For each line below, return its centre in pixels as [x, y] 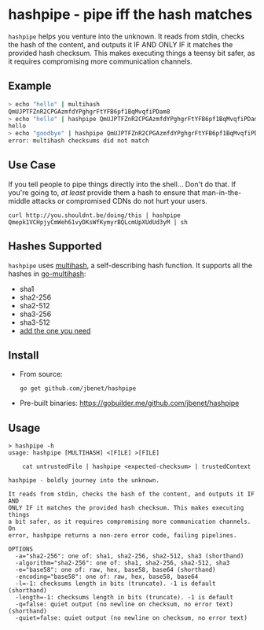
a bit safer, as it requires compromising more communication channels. [130, 522]
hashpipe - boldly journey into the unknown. [84, 481]
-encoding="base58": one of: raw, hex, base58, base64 [107, 577]
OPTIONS [21, 549]
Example [30, 86]
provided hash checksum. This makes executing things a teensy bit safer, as [132, 53]
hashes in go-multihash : [47, 274]
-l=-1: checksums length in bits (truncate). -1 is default [115, 584]
